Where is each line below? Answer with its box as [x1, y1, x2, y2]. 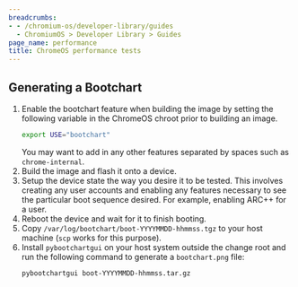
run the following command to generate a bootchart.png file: [21, 251, 245, 262]
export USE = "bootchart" [21, 130, 111, 139]
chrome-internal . [21, 156, 85, 167]
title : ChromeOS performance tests [8, 47, 142, 56]
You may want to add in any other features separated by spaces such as [21, 146, 289, 157]
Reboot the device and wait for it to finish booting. [21, 213, 207, 224]
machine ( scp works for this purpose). [21, 232, 162, 243]
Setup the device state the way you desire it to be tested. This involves [21, 175, 284, 186]
